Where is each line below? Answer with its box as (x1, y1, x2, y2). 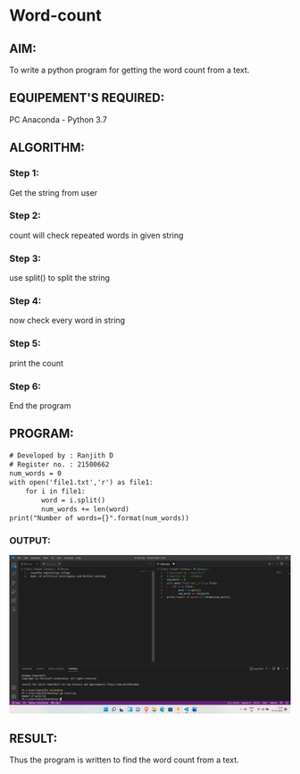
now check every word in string (9, 315, 126, 326)
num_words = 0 (9, 468, 62, 478)
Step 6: (9, 380, 42, 392)
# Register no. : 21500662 (9, 459, 110, 469)
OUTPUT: (9, 534, 51, 546)
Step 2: (9, 209, 42, 222)
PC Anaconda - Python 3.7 (9, 114, 107, 125)
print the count (9, 358, 64, 368)
